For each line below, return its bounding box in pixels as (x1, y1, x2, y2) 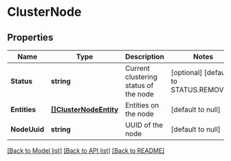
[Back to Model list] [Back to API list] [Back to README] (7, 147, 165, 155)
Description (124, 52, 165, 61)
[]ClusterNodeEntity (50, 105, 119, 114)
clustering (124, 72, 158, 81)
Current (124, 63, 150, 73)
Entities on (124, 100, 159, 110)
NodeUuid (10, 125, 45, 134)
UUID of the (124, 120, 164, 129)
